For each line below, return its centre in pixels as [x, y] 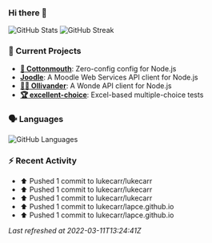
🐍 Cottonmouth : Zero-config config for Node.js [98, 68]
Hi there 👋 [28, 13]
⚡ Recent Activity [43, 160]
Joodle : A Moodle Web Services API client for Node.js [109, 77]
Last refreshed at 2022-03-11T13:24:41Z [75, 231]
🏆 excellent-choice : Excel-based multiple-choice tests [112, 95]
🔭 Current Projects [45, 51]
